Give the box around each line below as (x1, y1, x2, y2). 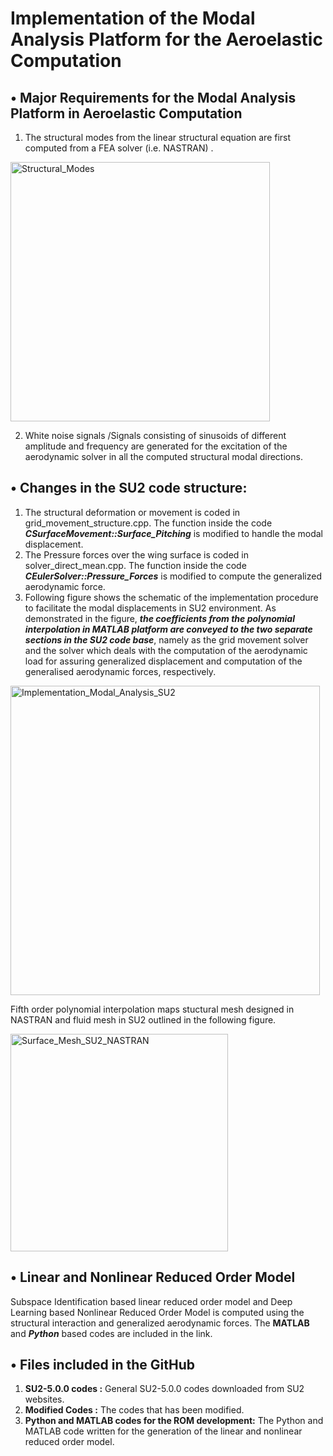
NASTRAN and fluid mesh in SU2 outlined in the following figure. (10, 1013, 277, 1026)
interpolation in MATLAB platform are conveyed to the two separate (24, 623, 313, 635)
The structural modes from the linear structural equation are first (24, 132, 292, 143)
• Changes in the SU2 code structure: (10, 480, 248, 497)
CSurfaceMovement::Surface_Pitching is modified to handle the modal (24, 527, 323, 539)
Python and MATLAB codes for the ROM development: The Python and (24, 1415, 324, 1427)
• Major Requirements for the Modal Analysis (10, 89, 297, 106)
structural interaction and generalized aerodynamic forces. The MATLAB (10, 1317, 310, 1329)
